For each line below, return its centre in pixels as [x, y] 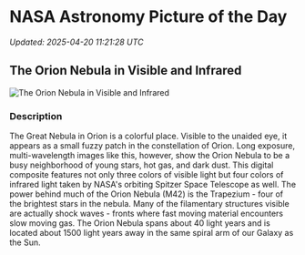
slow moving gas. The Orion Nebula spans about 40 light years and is [140, 223]
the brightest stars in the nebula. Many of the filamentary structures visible [149, 204]
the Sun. [25, 242]
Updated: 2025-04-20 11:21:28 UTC [76, 42]
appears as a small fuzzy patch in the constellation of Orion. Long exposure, [152, 146]
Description [36, 116]
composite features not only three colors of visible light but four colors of [147, 175]
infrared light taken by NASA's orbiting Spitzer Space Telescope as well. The [153, 185]
